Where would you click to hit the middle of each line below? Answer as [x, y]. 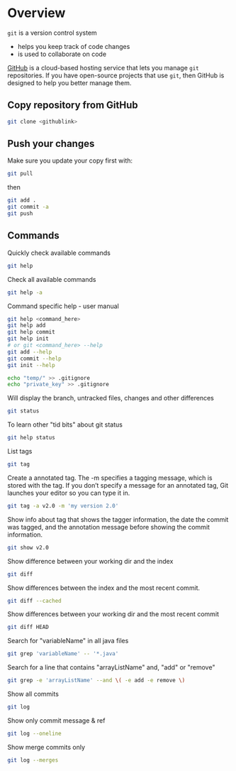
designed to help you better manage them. [69, 82]
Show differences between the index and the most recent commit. [104, 588]
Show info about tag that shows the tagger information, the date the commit [118, 519]
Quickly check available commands [59, 253]
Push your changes [51, 144]
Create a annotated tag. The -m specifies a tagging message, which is [110, 478]
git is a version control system [52, 33]
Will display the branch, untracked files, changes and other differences [111, 398]
